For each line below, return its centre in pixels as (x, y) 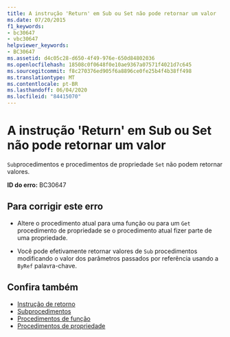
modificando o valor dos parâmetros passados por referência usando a (117, 258)
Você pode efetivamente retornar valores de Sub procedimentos (107, 251)
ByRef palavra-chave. (47, 265)
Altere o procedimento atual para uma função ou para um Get (104, 223)
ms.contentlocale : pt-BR (43, 84)
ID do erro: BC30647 (37, 185)
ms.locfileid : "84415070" (44, 97)
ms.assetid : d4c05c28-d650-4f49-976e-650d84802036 (81, 58)
